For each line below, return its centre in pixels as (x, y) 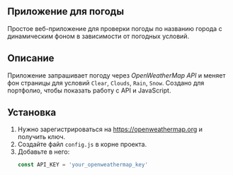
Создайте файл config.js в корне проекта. (82, 145)
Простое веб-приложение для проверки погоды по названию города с (115, 28)
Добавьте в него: (44, 152)
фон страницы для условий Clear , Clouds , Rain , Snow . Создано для (106, 83)
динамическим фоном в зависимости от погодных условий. (98, 36)
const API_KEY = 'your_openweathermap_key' (83, 165)
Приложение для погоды (66, 12)
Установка (32, 113)
